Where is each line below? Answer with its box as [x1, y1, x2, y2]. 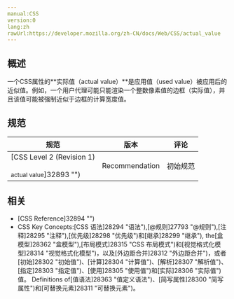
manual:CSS [7, 10, 39, 18]
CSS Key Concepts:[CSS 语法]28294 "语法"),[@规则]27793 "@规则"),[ [17, 222, 221, 231]
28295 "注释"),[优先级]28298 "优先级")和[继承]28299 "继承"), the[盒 [25, 231, 223, 239]
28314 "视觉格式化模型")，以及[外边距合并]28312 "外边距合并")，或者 [25, 249, 226, 257]
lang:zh [7, 23, 30, 30]
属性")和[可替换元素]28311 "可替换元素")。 [17, 284, 139, 292]
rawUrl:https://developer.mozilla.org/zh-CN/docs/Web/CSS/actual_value [7, 29, 221, 37]
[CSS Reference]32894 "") [17, 214, 95, 223]
